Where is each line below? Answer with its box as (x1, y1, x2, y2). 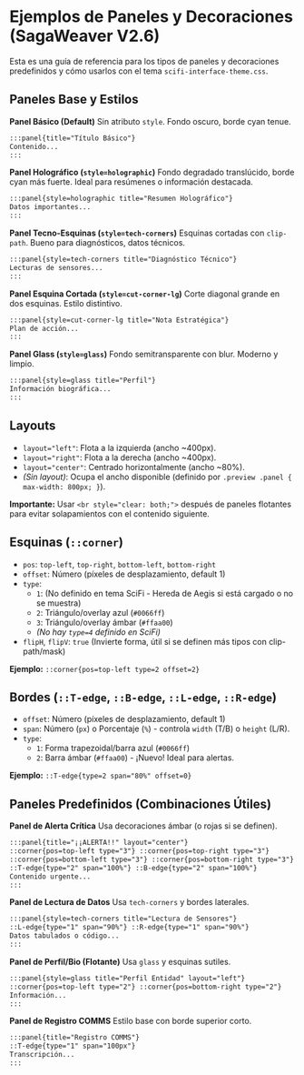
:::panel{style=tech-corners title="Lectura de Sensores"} (9, 914, 238, 924)
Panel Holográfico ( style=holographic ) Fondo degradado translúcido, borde (9, 166, 295, 178)
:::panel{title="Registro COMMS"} (9, 1033, 141, 1042)
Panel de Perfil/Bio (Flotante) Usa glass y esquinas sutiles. (9, 956, 231, 967)
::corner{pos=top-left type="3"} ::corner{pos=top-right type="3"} (9, 847, 270, 856)
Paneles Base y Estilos (9, 92, 139, 107)
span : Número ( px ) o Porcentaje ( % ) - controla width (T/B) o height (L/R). (22, 723, 290, 734)
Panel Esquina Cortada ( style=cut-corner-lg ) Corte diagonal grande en (9, 288, 280, 299)
